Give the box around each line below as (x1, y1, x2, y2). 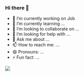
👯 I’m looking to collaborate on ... (12, 26, 80, 32)
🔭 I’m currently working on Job (12, 16, 75, 22)
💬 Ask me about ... (12, 36, 50, 42)
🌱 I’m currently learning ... (12, 21, 65, 26)
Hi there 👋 (5, 4, 30, 11)
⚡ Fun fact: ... (12, 54, 40, 60)
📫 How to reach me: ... (12, 42, 60, 48)
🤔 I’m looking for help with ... (12, 31, 71, 37)
